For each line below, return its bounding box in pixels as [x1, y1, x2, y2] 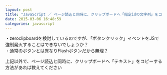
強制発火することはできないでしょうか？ [5, 42, 88, 48]
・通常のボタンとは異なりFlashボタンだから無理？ [5, 48, 108, 54]
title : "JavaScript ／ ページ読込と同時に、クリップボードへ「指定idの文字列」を [5, 12, 158, 17]
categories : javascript [5, 21, 55, 26]
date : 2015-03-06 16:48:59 [5, 16, 61, 21]
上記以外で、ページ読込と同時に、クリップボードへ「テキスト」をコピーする [5, 58, 162, 65]
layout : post [5, 7, 32, 12]
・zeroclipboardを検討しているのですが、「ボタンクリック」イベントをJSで [5, 35, 159, 41]
